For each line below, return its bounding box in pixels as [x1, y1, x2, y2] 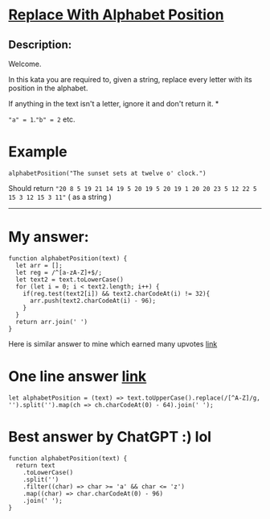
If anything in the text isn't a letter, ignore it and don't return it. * [8, 99, 219, 108]
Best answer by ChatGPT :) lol [8, 428, 211, 446]
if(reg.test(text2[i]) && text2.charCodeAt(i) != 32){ [22, 289, 211, 297]
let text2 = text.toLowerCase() [15, 276, 125, 284]
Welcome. [8, 59, 42, 69]
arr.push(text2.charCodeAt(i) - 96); [29, 297, 157, 305]
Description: [8, 38, 72, 52]
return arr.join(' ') [15, 318, 88, 326]
